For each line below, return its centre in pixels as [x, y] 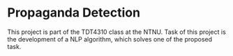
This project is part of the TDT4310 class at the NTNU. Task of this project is [117, 32]
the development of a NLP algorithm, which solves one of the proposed [110, 39]
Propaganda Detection [74, 13]
